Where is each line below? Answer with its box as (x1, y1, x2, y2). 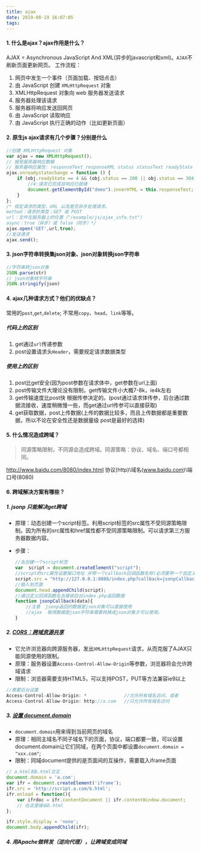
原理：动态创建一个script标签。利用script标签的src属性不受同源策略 (14, 520, 182, 527)
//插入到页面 (14, 582, 43, 588)
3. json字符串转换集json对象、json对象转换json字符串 (6, 250, 140, 258)
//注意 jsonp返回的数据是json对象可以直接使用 (26, 604, 132, 610)
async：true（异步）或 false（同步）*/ (6, 220, 97, 226)
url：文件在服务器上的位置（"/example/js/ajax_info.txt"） (6, 214, 145, 221)
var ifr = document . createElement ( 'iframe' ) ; (6, 780, 121, 786)
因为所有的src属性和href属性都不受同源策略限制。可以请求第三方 (25, 527, 185, 534)
